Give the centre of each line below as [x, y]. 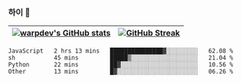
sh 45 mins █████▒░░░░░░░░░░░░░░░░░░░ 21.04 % [121, 58]
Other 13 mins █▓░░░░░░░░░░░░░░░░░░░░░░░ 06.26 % [121, 72]
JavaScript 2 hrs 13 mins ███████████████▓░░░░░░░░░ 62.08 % [121, 51]
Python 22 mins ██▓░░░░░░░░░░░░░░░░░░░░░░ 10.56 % [121, 65]
